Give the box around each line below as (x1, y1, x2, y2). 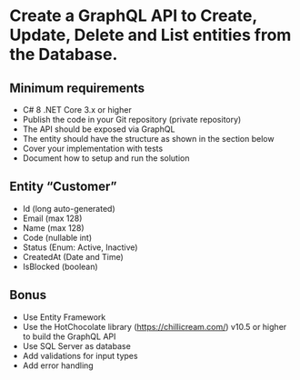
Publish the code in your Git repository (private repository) (22, 115, 242, 125)
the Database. (9, 45, 118, 65)
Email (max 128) (22, 213, 83, 224)
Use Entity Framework (22, 311, 106, 323)
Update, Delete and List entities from (9, 25, 292, 45)
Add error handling (22, 360, 94, 371)
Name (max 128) (22, 222, 85, 233)
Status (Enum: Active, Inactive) (22, 242, 138, 253)
